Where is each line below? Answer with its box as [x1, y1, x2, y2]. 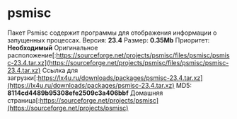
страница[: [7, 96, 40, 104]
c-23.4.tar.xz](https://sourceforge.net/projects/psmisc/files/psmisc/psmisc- [7, 58, 229, 67]
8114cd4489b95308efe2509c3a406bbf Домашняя [7, 89, 163, 97]
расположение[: [7, 51, 57, 59]
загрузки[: [7, 73, 38, 82]
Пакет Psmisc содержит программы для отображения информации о [7, 28, 217, 37]
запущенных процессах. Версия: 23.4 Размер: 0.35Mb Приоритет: [7, 35, 210, 44]
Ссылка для [42, 66, 79, 74]
